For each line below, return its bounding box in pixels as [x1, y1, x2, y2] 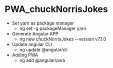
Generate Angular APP [11, 30, 58, 36]
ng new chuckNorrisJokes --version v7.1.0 [19, 36, 106, 42]
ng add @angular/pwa [19, 57, 65, 63]
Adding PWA [11, 51, 38, 58]
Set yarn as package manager [11, 20, 74, 26]
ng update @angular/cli [19, 46, 68, 52]
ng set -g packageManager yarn [19, 25, 86, 31]
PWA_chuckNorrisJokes [4, 3, 108, 15]
